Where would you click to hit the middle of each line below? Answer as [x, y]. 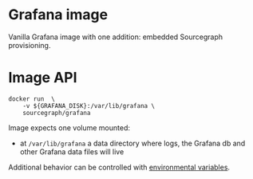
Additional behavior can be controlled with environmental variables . [119, 167]
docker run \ [32, 99]
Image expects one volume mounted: [69, 127]
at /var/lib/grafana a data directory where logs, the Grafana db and [132, 143]
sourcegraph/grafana [57, 113]
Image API [43, 78]
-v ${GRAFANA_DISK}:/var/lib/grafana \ [89, 105]
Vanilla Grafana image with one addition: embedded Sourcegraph [116, 37]
